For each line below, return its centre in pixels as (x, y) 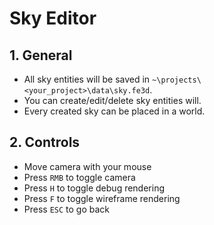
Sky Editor (53, 18)
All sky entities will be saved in (87, 79)
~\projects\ (177, 80)
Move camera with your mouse (87, 166)
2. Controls (45, 142)
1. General (41, 55)
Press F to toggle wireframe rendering (102, 198)
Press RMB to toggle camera (79, 177)
